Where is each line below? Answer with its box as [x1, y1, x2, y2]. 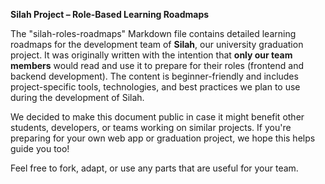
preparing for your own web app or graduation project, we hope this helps [10, 132, 316, 144]
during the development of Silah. [10, 92, 145, 103]
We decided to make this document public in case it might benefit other [10, 111, 305, 123]
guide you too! [10, 143, 70, 154]
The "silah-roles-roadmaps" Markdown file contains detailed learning [10, 28, 297, 39]
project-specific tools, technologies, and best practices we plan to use [10, 81, 301, 93]
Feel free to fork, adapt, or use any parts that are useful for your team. [10, 162, 299, 174]
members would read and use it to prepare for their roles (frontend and [10, 60, 304, 71]
